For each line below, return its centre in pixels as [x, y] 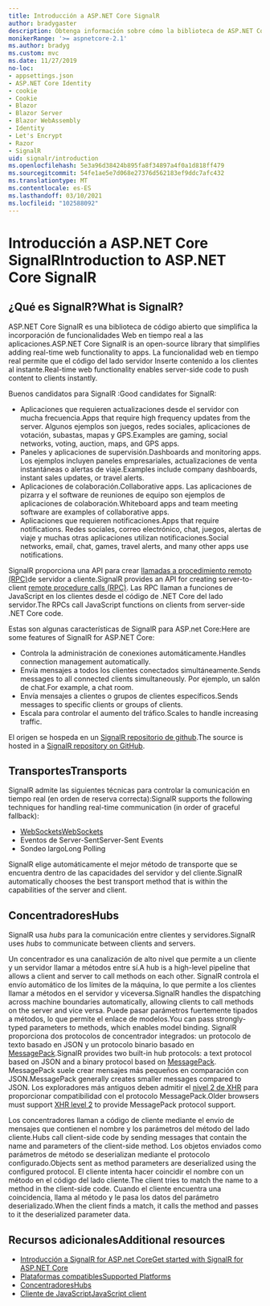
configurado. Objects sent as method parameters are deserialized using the [133, 1163]
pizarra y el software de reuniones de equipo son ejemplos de [123, 495]
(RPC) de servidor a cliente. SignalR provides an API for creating [112, 579]
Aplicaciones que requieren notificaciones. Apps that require [119, 520]
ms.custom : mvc [34, 53]
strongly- [231, 1019]
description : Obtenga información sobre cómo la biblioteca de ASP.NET [131, 31]
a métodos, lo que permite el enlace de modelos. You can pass [111, 1019]
